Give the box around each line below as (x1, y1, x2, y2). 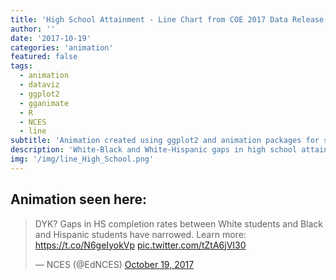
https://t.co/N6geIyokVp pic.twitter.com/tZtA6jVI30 (34, 239, 247, 251)
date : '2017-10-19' (10, 33, 92, 43)
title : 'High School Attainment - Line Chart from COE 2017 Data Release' (10, 14, 329, 25)
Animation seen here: (10, 191, 148, 208)
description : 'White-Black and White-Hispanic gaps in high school (10, 145, 298, 155)
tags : (10, 61, 33, 71)
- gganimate (19, 98, 70, 108)
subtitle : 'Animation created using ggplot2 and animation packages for (10, 136, 320, 146)
